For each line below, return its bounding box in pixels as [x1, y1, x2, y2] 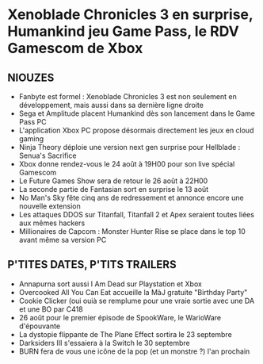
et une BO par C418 [18, 304, 84, 314]
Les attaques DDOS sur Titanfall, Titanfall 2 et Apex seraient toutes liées [18, 210, 255, 219]
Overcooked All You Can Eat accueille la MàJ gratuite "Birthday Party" [18, 287, 248, 297]
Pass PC [18, 117, 47, 126]
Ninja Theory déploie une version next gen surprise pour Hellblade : [18, 143, 241, 151]
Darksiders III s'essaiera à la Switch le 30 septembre [18, 338, 191, 347]
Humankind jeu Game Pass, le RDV [7, 22, 239, 40]
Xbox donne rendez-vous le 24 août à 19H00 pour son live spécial [18, 159, 235, 168]
